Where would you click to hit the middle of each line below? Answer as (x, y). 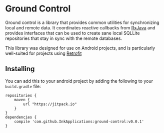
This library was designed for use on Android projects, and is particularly (80, 48)
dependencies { (21, 117)
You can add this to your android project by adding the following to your (79, 81)
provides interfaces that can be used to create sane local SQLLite (72, 33)
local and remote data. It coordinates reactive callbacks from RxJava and (80, 27)
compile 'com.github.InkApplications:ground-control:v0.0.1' (79, 122)
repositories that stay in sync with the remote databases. (64, 38)
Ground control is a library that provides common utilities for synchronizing (82, 22)
